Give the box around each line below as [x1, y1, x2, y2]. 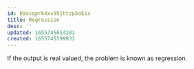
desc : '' [7, 23, 32, 29]
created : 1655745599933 [7, 36, 76, 42]
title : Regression [7, 16, 60, 23]
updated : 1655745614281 [7, 29, 76, 36]
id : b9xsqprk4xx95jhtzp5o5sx [7, 10, 91, 17]
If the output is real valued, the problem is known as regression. [7, 54, 188, 62]
